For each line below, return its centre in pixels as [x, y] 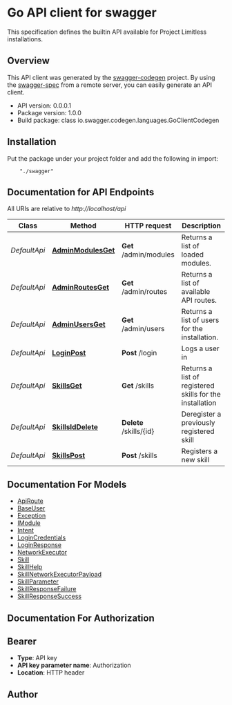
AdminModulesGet [83, 250]
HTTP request [148, 226]
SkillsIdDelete [75, 427]
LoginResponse [39, 545]
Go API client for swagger [82, 13]
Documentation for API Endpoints [81, 192]
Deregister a [201, 414]
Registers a [200, 451]
